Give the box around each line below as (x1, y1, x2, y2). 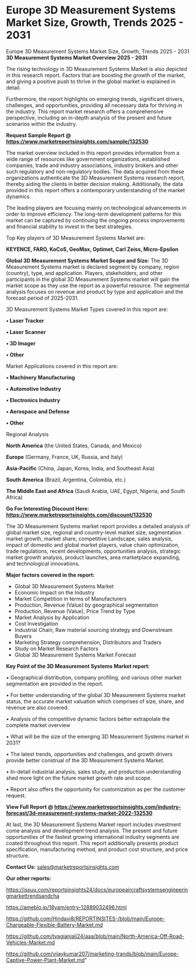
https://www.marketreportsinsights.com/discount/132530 (6, 511, 153, 518)
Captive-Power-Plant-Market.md (6, 956, 85, 963)
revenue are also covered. (6, 704, 69, 711)
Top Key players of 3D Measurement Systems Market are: (6, 234, 146, 241)
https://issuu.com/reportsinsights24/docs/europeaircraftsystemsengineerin (6, 886, 188, 893)
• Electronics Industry (6, 396, 60, 403)
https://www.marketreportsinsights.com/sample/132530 (6, 138, 149, 145)
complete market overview (6, 722, 70, 729)
